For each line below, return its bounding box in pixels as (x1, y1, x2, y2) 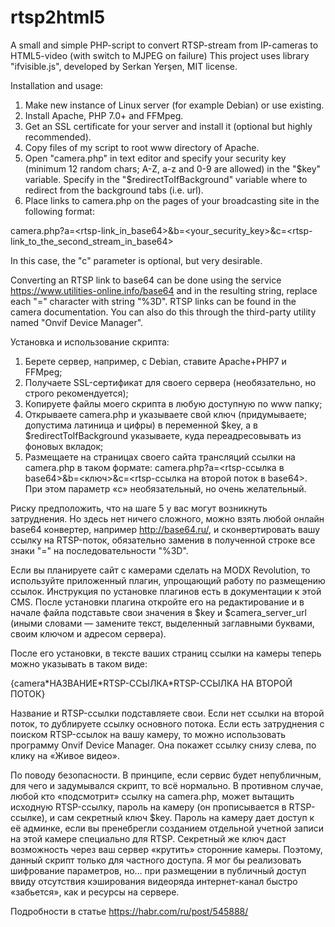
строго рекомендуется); (24, 387, 129, 399)
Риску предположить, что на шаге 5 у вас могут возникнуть (10, 502, 268, 514)
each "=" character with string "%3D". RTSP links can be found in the (10, 295, 297, 307)
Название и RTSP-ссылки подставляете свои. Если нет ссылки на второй (10, 707, 325, 719)
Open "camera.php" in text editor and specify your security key (24, 152, 287, 164)
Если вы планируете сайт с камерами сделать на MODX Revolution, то (10, 564, 311, 576)
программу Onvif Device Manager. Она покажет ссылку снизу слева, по (10, 739, 317, 751)
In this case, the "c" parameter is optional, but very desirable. (10, 254, 263, 266)
